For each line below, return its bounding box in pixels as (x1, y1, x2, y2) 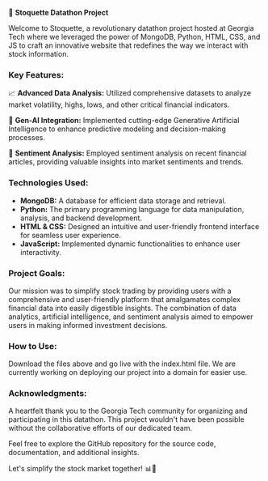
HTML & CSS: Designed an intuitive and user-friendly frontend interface (19, 221, 260, 231)
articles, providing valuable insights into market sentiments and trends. (8, 157, 244, 167)
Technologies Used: (8, 177, 89, 189)
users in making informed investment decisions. (8, 320, 168, 330)
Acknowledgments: (8, 388, 87, 399)
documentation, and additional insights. (8, 448, 140, 458)
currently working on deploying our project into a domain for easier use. (8, 368, 248, 377)
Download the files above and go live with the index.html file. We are (8, 359, 237, 368)
